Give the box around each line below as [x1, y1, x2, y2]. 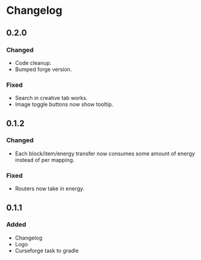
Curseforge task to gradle [14, 247, 79, 254]
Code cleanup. [14, 59, 52, 66]
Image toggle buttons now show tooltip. [14, 101, 114, 108]
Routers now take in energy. [14, 185, 85, 193]
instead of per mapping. [14, 156, 75, 163]
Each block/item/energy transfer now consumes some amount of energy [14, 150, 196, 157]
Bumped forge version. [14, 66, 72, 73]
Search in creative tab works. [14, 94, 88, 102]
